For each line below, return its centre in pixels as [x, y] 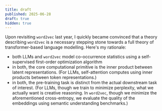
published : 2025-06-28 [28, 14]
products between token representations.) [54, 77]
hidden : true [18, 23]
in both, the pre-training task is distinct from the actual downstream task [84, 83]
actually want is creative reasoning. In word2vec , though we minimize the [84, 93]
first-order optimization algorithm [69, 62]
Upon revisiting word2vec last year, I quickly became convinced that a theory [81, 37]
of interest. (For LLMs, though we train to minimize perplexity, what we [83, 88]
